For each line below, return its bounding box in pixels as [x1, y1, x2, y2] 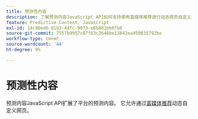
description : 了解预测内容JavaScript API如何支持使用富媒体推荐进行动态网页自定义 [6, 14, 192, 20]
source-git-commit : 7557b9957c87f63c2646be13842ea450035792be [6, 30, 162, 36]
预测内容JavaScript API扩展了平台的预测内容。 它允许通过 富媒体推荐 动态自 [6, 99, 188, 106]
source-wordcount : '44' [6, 42, 65, 47]
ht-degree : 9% [6, 47, 41, 53]
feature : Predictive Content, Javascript [6, 19, 110, 25]
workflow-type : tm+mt [6, 36, 60, 42]
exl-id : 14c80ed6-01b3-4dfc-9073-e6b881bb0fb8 [6, 25, 123, 31]
